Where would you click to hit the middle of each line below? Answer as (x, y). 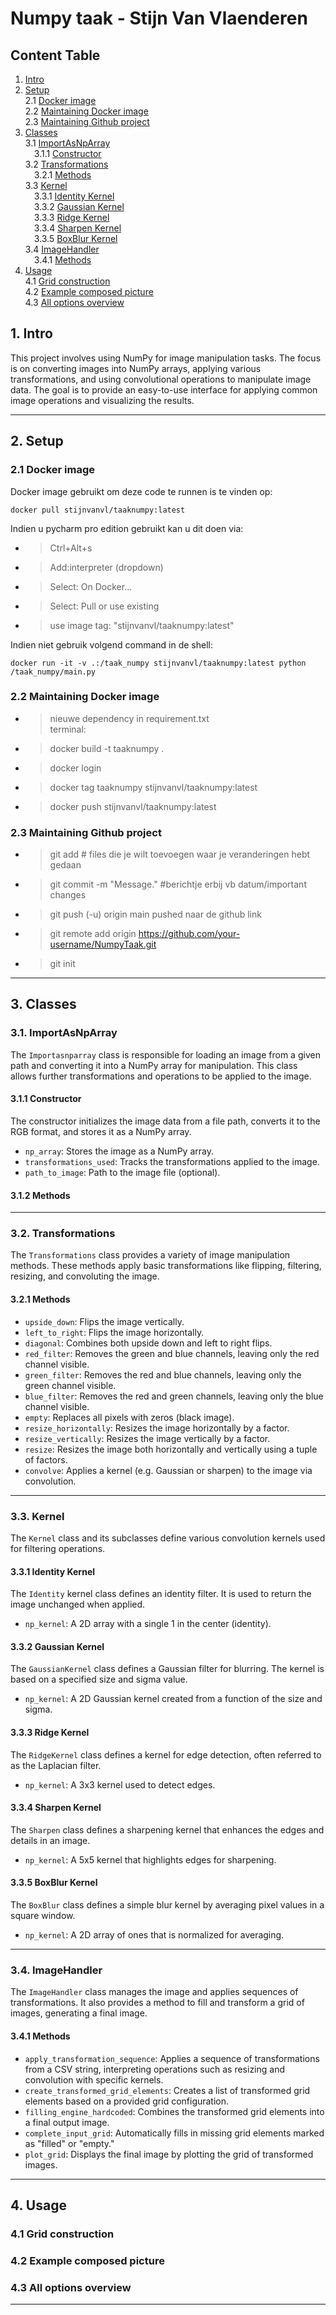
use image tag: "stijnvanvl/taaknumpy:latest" (142, 625)
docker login (75, 768)
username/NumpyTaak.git (103, 944)
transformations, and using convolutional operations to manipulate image (161, 379)
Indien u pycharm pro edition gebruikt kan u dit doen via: (127, 528)
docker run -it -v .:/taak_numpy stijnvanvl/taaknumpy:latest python (158, 663)
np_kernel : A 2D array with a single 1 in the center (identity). (148, 1624)
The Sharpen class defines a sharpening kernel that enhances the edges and (167, 1829)
